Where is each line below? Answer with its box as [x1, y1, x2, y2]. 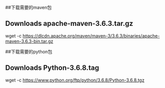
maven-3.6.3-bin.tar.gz [5, 38, 53, 44]
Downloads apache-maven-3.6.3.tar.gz [5, 19, 134, 28]
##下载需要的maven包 [5, 5, 52, 10]
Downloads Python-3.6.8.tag [5, 64, 100, 72]
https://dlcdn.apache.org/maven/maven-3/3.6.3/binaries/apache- [22, 32, 160, 39]
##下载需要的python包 [5, 49, 52, 55]
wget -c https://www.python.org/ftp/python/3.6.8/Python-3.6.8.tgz [5, 77, 145, 83]
